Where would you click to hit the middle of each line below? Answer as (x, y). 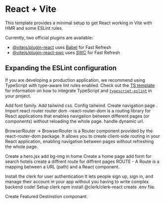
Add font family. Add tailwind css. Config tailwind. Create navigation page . (81, 105)
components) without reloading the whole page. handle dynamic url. (75, 121)
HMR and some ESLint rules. (34, 28)
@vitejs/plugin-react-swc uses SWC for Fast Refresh (66, 52)
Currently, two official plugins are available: (49, 38)
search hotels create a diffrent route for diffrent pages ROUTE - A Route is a (82, 161)
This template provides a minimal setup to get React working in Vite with (79, 23)
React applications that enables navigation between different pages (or (77, 116)
